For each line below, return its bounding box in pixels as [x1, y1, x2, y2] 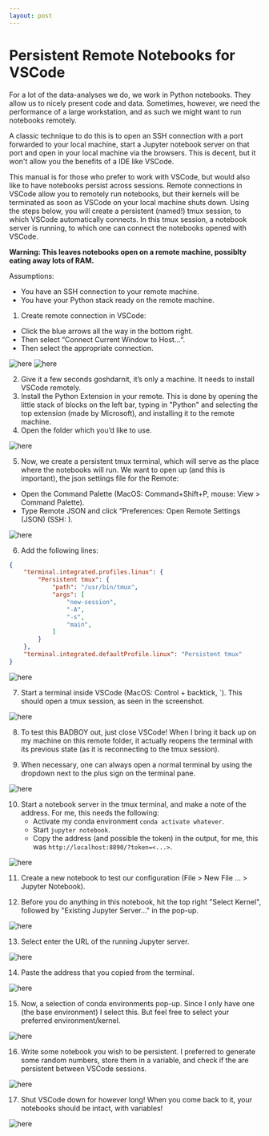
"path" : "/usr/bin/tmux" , [51, 583, 139, 591]
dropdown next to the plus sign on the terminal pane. [20, 768, 195, 778]
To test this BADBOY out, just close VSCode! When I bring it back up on [20, 727, 257, 737]
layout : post [9, 11, 53, 20]
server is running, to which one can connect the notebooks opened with [9, 223, 247, 232]
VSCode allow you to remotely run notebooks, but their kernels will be [9, 189, 239, 199]
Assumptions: [9, 271, 54, 280]
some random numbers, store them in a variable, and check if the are [20, 1055, 249, 1065]
